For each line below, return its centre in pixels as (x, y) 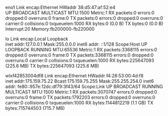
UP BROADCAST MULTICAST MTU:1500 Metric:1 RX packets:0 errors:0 (80, 13)
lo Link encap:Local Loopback (37, 39)
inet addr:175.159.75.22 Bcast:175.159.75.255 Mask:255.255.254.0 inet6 (80, 81)
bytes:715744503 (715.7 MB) (35, 108)
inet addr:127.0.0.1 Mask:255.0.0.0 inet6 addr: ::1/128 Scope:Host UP (76, 44)
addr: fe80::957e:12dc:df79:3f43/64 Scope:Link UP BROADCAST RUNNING (84, 86)
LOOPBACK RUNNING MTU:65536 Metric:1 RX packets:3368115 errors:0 (81, 50)
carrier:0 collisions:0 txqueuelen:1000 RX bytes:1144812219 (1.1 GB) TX (79, 103)
